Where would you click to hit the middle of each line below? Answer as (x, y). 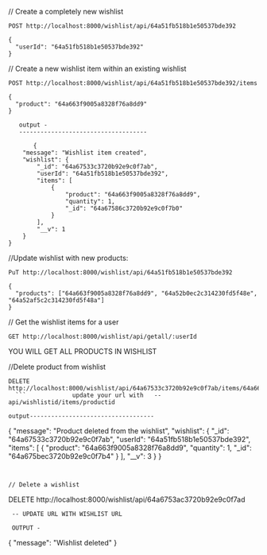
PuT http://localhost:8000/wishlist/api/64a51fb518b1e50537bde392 (120, 273)
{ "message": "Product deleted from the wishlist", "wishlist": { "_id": (119, 431)
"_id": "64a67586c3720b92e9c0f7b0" (124, 208)
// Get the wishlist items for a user (64, 322)
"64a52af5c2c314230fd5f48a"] (56, 301)
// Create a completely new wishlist (66, 12)
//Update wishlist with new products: (68, 258)
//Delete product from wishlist (57, 367)
